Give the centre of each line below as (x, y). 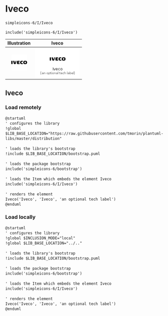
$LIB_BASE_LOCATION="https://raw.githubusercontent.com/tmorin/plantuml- (85, 133)
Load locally (20, 217)
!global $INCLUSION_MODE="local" (40, 238)
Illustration (19, 43)
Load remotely (23, 107)
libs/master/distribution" (34, 139)
